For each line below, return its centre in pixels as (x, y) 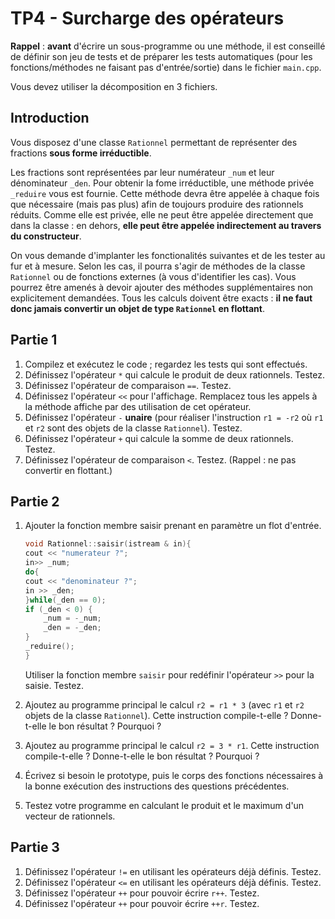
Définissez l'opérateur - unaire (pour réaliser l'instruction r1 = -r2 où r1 (174, 417)
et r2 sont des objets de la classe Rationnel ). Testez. (133, 428)
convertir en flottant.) (68, 470)
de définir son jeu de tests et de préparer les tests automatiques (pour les (161, 56)
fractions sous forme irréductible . (81, 153)
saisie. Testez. (54, 685)
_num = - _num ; (72, 618)
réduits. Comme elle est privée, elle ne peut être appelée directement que (162, 214)
